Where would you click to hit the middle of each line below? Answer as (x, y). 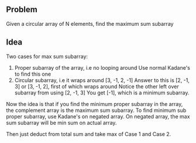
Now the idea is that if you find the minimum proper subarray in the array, (94, 104)
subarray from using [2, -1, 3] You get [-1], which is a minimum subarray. (102, 93)
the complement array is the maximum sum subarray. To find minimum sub (96, 110)
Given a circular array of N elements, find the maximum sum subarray (90, 23)
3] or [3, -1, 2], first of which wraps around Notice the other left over (97, 86)
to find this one (33, 74)
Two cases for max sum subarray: (47, 56)
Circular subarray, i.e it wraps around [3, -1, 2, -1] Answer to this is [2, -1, (102, 80)
